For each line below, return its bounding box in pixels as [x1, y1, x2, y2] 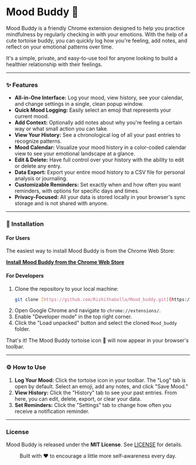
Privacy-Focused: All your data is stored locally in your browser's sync [14, 194, 186, 201]
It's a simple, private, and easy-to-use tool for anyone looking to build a [6, 54, 178, 61]
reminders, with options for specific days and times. [14, 187, 140, 195]
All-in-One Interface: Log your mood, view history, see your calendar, [14, 94, 184, 101]
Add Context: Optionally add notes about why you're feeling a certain [14, 119, 183, 126]
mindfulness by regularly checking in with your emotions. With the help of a [6, 30, 188, 37]
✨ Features [6, 81, 38, 89]
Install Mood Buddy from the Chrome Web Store [6, 259, 124, 266]
